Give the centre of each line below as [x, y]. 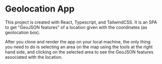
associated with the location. [34, 57]
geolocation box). [23, 32]
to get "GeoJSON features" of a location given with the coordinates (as [76, 27]
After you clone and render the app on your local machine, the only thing [78, 41]
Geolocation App [40, 9]
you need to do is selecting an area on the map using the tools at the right [79, 47]
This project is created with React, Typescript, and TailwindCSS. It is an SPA [81, 22]
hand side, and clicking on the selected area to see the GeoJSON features [79, 52]
